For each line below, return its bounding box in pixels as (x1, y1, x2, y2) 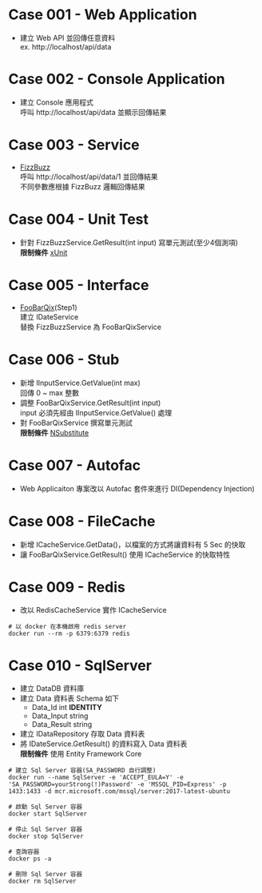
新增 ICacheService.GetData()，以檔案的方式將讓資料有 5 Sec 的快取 (19, 539, 246, 549)
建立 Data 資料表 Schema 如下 (19, 693, 120, 704)
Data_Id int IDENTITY (31, 703, 102, 712)
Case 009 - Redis (8, 577, 125, 596)
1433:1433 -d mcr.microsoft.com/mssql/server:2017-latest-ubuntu (8, 788, 230, 796)
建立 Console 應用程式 (19, 97, 93, 107)
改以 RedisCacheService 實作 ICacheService (19, 605, 167, 615)
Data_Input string (31, 711, 89, 720)
